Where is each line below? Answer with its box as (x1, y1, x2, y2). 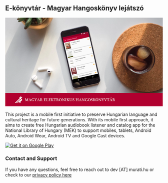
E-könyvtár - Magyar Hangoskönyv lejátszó (5, 4, 144, 13)
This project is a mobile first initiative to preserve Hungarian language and (5, 111, 157, 117)
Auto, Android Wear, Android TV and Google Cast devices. (5, 133, 125, 139)
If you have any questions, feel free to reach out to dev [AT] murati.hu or (5, 166, 154, 172)
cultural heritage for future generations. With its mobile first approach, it (5, 117, 153, 123)
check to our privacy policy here (5, 171, 72, 177)
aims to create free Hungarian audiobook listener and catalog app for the (5, 122, 155, 128)
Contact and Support (5, 155, 57, 162)
